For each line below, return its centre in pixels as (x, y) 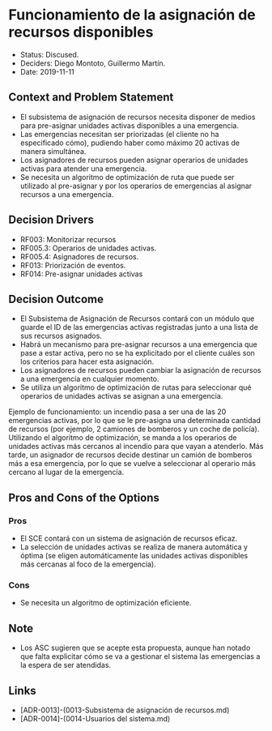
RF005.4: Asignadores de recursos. (79, 256)
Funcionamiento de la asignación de (132, 15)
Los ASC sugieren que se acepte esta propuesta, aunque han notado (135, 648)
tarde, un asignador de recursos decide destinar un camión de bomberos (130, 455)
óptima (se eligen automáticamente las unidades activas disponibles (134, 556)
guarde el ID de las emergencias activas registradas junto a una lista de (139, 327)
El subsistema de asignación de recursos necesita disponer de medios (138, 117)
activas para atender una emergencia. (83, 169)
